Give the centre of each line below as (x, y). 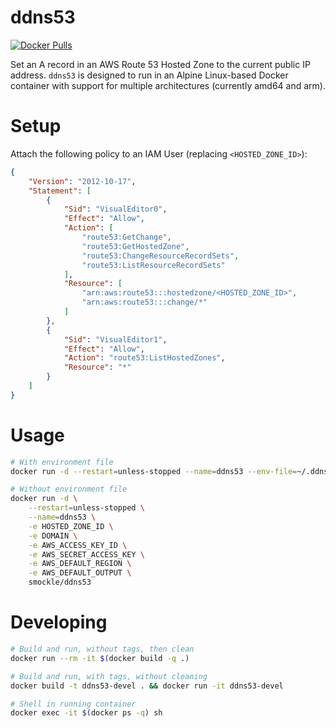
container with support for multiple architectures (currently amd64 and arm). (168, 85)
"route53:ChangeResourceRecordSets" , (160, 256)
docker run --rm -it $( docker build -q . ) (100, 658)
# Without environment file (69, 489)
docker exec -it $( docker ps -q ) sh (86, 713)
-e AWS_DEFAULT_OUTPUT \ (80, 573)
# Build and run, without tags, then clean (102, 649)
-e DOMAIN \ (53, 536)
